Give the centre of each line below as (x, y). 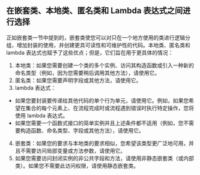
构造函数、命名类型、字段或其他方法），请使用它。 (82, 130)
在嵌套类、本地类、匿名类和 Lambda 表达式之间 (95, 11)
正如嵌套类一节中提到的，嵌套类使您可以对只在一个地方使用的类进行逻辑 (95, 37)
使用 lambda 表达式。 (41, 115)
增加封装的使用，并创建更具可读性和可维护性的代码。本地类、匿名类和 (103, 45)
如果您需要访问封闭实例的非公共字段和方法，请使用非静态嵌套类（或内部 (104, 158)
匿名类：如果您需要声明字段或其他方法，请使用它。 (78, 80)
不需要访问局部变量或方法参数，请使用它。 (73, 150)
